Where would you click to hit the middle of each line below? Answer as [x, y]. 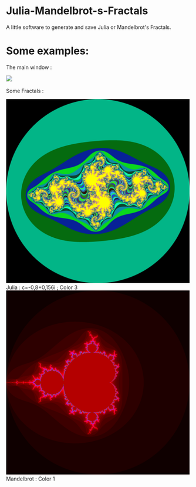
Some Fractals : [25, 91]
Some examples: [48, 51]
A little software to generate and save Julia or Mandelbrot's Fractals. [89, 27]
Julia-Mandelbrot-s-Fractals [77, 11]
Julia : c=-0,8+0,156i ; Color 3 [42, 287]
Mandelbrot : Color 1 [31, 479]
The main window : [29, 67]
